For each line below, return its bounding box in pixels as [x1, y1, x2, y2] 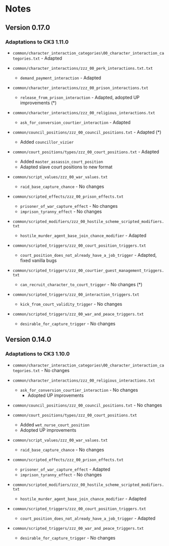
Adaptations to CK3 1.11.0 [5, 38, 69, 45]
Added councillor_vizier [20, 139, 74, 145]
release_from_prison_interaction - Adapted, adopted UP [20, 94, 140, 100]
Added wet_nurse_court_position [20, 422, 90, 428]
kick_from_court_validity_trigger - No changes [20, 301, 123, 307]
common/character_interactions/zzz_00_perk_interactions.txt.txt [12, 66, 153, 71]
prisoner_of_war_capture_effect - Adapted [20, 466, 110, 472]
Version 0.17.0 [5, 23, 50, 32]
